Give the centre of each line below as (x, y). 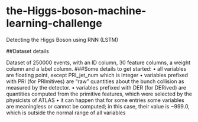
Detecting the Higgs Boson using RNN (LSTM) (62, 39)
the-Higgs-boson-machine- (76, 11)
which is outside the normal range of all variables (66, 113)
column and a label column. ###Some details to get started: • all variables (96, 68)
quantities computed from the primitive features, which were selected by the (99, 94)
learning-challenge (54, 23)
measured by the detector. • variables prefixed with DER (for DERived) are (96, 87)
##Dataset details (27, 51)
